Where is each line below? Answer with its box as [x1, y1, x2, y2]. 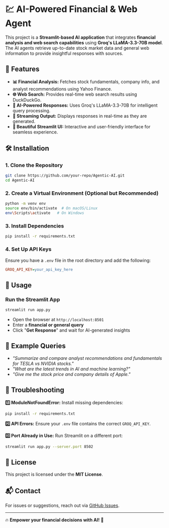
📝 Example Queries [5, 342, 66, 350]
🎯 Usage [5, 281, 32, 289]
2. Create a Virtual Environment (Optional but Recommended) [5, 190, 159, 197]
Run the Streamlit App [5, 296, 60, 303]
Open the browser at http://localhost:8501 [12, 317, 104, 323]
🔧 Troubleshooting [5, 386, 64, 395]
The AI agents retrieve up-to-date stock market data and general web [5, 45, 149, 51]
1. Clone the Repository [5, 162, 63, 169]
